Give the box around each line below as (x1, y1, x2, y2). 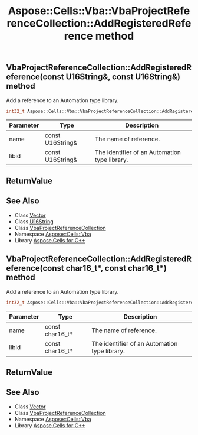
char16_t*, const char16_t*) (65, 263, 167, 273)
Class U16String (14, 218, 54, 225)
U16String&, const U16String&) (65, 72, 181, 82)
